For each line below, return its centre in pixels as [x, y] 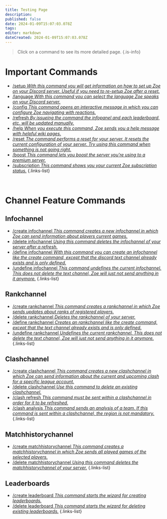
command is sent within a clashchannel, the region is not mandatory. [83, 413]
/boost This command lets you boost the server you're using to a [79, 155]
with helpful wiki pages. [37, 133]
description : [19, 14]
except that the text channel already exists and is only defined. [77, 327]
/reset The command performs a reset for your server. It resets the [81, 139]
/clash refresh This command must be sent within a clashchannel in [82, 398]
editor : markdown [23, 33]
